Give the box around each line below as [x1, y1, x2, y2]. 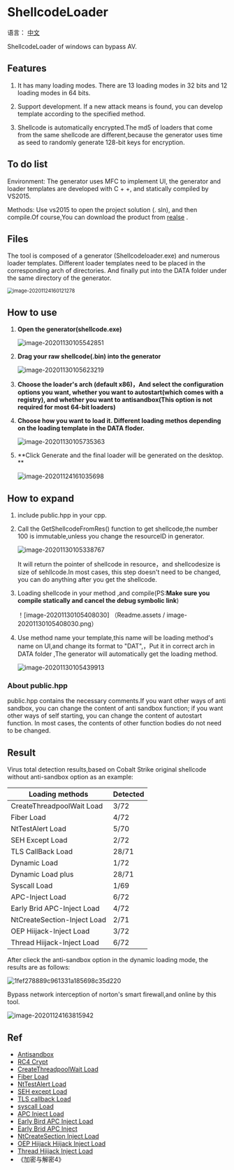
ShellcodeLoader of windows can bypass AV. [7, 42, 138, 50]
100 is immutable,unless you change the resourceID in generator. [17, 532, 205, 540]
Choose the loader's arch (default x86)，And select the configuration [17, 380, 224, 389]
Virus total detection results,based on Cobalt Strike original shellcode [7, 765, 207, 774]
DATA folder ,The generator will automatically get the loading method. [17, 650, 218, 658]
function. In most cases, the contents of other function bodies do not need [7, 719, 222, 727]
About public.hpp [7, 681, 68, 690]
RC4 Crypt [17, 1057, 48, 1066]
